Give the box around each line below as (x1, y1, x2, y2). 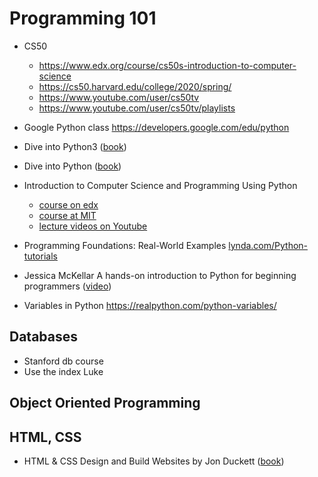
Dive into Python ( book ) (23, 160, 122, 172)
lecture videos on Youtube (38, 220, 148, 232)
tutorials (23, 250, 58, 262)
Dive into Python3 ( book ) (23, 140, 127, 152)
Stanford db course (23, 355, 104, 367)
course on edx (38, 198, 99, 211)
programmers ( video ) (23, 280, 112, 292)
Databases (9, 328, 79, 346)
